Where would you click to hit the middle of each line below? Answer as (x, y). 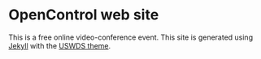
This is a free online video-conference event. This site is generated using (131, 37)
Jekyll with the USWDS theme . (60, 45)
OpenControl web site (84, 15)
